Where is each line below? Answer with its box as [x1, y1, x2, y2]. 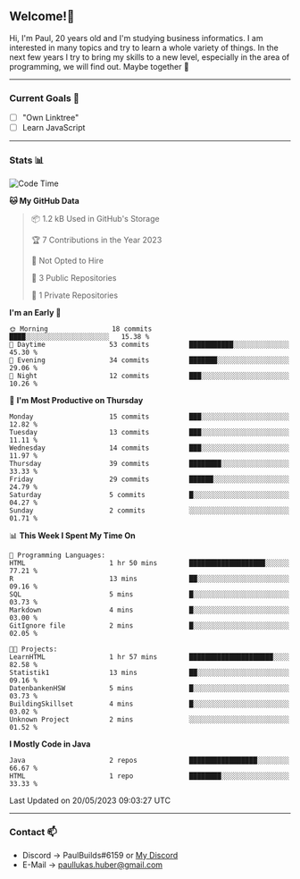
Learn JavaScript [21, 123, 86, 133]
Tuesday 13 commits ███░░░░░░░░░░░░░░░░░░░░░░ [9, 427, 290, 436]
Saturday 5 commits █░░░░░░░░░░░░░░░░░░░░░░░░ [9, 490, 290, 499]
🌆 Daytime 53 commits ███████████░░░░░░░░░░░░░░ [9, 340, 290, 349]
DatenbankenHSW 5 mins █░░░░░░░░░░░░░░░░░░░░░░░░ [9, 683, 290, 693]
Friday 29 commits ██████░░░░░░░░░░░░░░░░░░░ [9, 475, 290, 484]
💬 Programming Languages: [9, 551, 105, 560]
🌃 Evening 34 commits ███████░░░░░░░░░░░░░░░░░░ [9, 355, 290, 365]
